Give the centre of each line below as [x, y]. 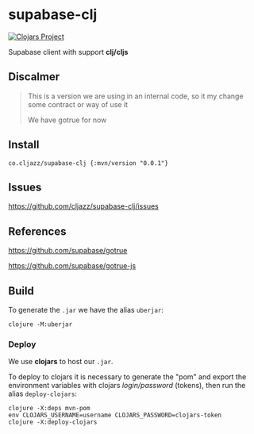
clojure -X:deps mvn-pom [49, 409]
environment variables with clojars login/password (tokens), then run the [127, 386]
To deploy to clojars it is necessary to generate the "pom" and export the [127, 377]
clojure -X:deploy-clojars [53, 422]
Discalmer [34, 77]
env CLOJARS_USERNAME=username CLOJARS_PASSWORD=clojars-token [115, 415]
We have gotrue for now [67, 120]
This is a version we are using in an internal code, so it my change [135, 96]
